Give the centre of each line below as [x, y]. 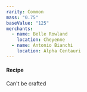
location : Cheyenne [41, 40]
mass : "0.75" [22, 17]
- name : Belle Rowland [40, 34]
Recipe [15, 70]
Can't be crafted [26, 83]
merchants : [20, 29]
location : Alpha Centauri [49, 51]
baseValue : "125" [28, 23]
